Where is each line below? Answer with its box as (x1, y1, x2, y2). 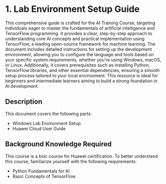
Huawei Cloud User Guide (12, 125, 66, 131)
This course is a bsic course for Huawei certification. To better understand (5, 153, 158, 159)
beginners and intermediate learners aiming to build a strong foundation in (5, 78, 158, 84)
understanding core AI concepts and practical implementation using (5, 36, 145, 42)
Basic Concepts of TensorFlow (12, 173, 76, 179)
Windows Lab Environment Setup (12, 120, 81, 126)
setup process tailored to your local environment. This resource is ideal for (5, 72, 159, 78)
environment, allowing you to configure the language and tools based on (5, 51, 154, 58)
